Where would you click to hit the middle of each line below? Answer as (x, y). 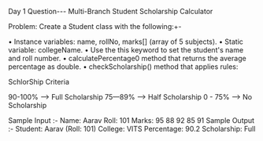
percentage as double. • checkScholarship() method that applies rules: (123, 67)
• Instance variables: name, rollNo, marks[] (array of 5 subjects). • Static (126, 42)
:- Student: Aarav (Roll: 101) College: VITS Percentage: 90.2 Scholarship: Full (132, 129)
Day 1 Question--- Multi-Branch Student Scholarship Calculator (111, 11)
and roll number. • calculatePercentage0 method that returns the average (127, 58)
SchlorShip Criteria (39, 82)
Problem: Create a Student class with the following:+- (95, 26)
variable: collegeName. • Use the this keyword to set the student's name (126, 50)
